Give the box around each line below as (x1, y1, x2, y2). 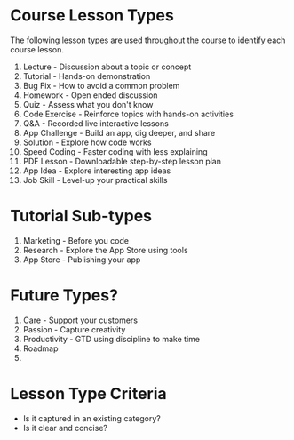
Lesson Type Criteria (10, 384, 167, 404)
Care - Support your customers (22, 315, 139, 325)
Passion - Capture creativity (22, 324, 126, 334)
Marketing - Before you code (22, 235, 130, 245)
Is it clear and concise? (22, 422, 107, 433)
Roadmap (22, 343, 59, 354)
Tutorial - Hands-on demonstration (22, 70, 151, 81)
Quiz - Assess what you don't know (22, 99, 154, 109)
